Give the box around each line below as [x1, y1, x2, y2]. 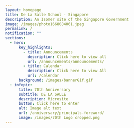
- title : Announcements [23, 49, 73, 54]
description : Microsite [18, 96, 69, 101]
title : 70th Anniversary [18, 87, 71, 92]
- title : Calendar [23, 63, 62, 69]
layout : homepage [5, 7, 42, 13]
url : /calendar [27, 73, 59, 78]
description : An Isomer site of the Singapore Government [5, 17, 129, 22]
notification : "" [5, 31, 42, 36]
